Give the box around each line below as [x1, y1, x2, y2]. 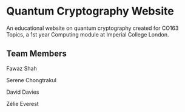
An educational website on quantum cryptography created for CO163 [6, 24, 179, 32]
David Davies [6, 88, 39, 96]
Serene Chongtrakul [6, 76, 56, 83]
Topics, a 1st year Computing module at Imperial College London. [6, 30, 169, 38]
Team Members [6, 49, 67, 59]
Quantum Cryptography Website [6, 4, 174, 18]
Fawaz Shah [6, 65, 38, 72]
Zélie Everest [6, 100, 39, 107]
